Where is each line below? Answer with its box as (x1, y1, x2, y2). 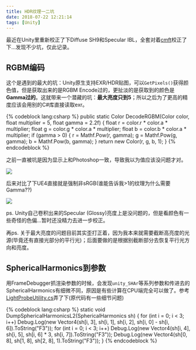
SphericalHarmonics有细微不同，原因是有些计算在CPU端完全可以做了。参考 (6, 287, 190, 294)
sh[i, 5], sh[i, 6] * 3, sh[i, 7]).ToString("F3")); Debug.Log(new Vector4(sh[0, (6, 331, 188, 338)
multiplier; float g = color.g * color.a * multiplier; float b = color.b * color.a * (6, 126, 187, 133)
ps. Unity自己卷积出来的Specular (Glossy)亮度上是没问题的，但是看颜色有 (6, 210, 184, 217)
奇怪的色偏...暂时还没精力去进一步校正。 (11, 217, 109, 224)
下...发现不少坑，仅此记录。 (6, 43, 73, 51)
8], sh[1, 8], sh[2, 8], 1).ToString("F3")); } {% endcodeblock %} (6, 337, 157, 344)
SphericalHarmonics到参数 (6, 262, 106, 273)
